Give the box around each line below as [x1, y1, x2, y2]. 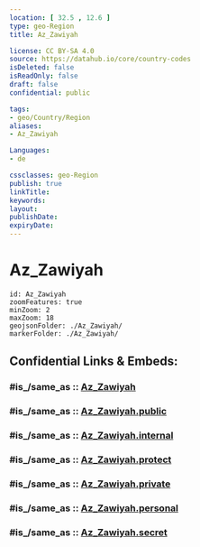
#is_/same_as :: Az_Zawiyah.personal [9, 502, 178, 515]
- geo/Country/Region [9, 113, 91, 122]
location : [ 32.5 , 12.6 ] [9, 13, 111, 23]
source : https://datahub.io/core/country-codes [9, 55, 192, 64]
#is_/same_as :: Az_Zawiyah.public [9, 405, 168, 418]
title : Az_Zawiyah [9, 30, 78, 39]
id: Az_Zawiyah [9, 290, 67, 299]
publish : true [9, 179, 63, 188]
